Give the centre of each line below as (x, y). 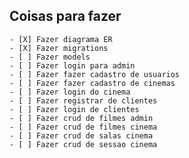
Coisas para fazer (65, 16)
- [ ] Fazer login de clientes (74, 109)
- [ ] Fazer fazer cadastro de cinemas (92, 83)
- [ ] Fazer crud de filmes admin (81, 118)
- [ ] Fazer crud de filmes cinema (83, 127)
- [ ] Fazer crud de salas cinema (81, 135)
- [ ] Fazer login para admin (72, 65)
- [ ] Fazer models (50, 57)
